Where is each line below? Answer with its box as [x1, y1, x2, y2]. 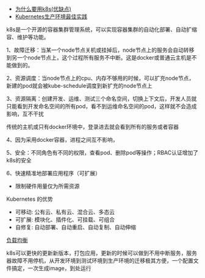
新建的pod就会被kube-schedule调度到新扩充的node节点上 [6, 82, 153, 89]
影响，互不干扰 [6, 110, 44, 117]
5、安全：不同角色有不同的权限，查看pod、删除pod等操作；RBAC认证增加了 [6, 149, 198, 156]
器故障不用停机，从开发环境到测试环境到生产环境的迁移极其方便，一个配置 [6, 257, 193, 264]
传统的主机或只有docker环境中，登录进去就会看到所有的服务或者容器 [6, 123, 179, 130]
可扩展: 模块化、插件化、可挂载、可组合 [15, 216, 115, 223]
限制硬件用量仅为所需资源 [15, 182, 80, 190]
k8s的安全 [6, 157, 32, 164]
